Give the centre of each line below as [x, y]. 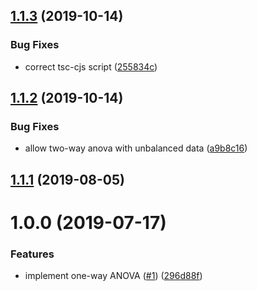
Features [32, 254]
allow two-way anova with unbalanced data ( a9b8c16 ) [136, 148]
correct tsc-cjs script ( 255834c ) [91, 66]
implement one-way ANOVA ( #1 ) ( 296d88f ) [113, 276]
